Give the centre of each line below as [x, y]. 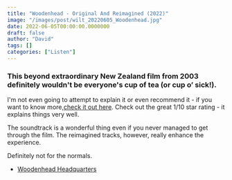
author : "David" [30, 39]
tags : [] [20, 46]
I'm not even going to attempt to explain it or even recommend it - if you [110, 100]
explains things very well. [43, 114]
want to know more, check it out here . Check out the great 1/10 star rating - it [116, 107]
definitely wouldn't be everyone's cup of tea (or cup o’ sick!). [112, 85]
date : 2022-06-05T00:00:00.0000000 [59, 26]
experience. [24, 143]
